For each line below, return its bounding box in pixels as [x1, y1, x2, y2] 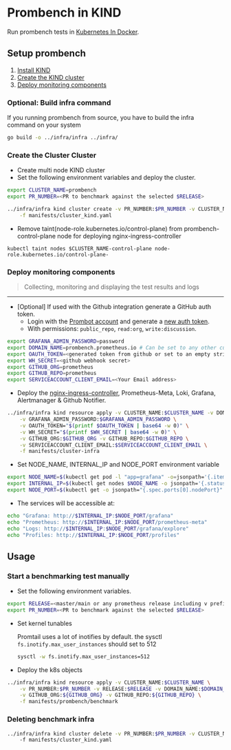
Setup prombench [7, 48, 86, 59]
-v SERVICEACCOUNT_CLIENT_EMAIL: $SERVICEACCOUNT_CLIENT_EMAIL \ [19, 441, 208, 449]
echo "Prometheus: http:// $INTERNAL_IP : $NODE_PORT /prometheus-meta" [7, 518, 208, 525]
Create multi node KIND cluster [16, 166, 105, 174]
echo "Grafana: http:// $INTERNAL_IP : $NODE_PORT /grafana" [7, 512, 174, 519]
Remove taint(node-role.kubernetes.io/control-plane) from [16, 224, 183, 232]
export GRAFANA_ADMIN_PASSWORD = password [7, 338, 125, 345]
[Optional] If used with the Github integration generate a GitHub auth [16, 303, 212, 311]
